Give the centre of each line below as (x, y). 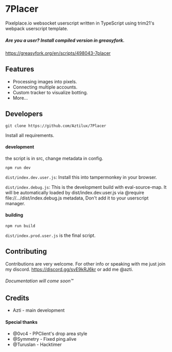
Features (20, 69)
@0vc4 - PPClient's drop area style (50, 334)
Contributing (26, 251)
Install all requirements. (30, 135)
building (14, 215)
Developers (24, 114)
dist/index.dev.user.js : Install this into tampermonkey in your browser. (81, 177)
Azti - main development (39, 311)
